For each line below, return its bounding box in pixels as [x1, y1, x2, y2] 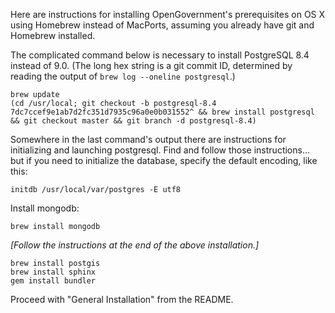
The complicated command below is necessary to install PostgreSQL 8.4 [10, 49, 310, 61]
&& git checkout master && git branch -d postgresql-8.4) [10, 116, 257, 126]
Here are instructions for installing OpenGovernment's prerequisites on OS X [10, 9, 326, 20]
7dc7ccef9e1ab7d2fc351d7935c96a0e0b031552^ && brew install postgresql [10, 107, 315, 117]
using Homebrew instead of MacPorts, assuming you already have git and [10, 19, 315, 31]
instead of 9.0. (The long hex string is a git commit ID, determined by [10, 60, 293, 71]
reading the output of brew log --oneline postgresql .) [10, 70, 236, 82]
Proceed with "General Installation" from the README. [10, 294, 234, 305]
